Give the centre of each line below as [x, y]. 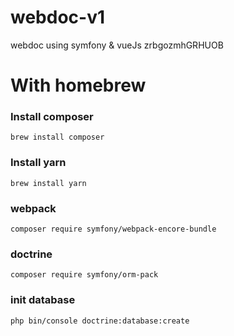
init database [43, 300]
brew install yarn [48, 183]
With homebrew [78, 85]
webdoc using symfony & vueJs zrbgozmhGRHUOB [117, 45]
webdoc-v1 [58, 17]
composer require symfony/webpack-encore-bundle [113, 229]
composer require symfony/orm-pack [84, 275]
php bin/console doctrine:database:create [100, 321]
